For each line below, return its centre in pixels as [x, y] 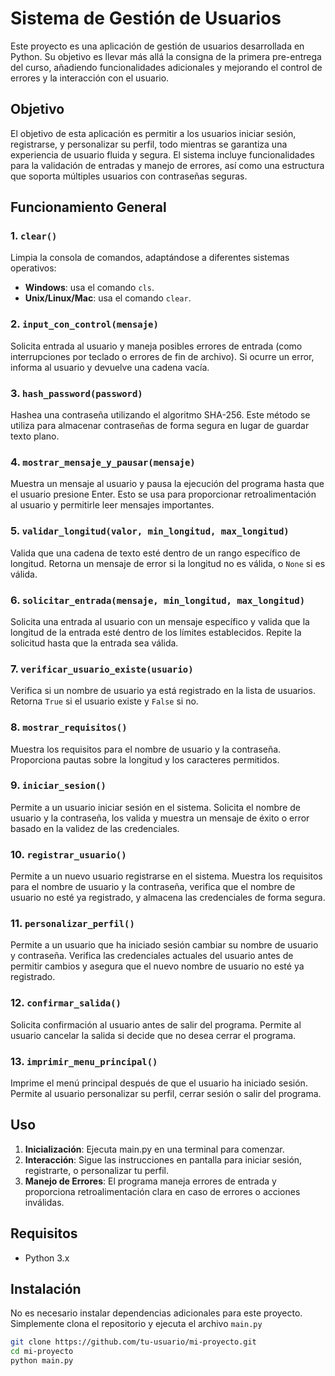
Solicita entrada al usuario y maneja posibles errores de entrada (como [156, 346]
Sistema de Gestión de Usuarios [146, 18]
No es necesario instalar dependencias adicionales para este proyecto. [156, 1313]
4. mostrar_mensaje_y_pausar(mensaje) [103, 462]
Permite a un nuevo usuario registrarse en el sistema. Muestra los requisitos [166, 876]
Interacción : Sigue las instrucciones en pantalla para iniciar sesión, [163, 1159]
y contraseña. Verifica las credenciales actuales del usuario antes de [152, 956]
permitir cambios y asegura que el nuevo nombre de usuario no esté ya [157, 966]
